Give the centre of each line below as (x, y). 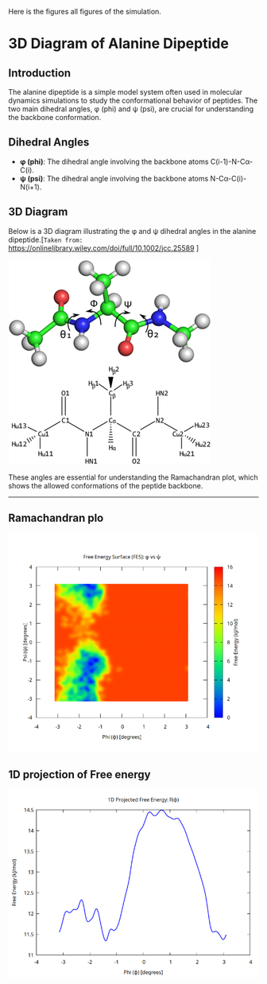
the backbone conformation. (55, 117)
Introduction (40, 73)
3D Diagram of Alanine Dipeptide (118, 44)
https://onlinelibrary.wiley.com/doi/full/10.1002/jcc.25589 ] (104, 248)
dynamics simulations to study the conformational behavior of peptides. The (133, 100)
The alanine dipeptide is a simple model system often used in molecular (126, 92)
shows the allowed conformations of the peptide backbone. (106, 485)
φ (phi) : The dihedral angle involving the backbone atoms (114, 161)
